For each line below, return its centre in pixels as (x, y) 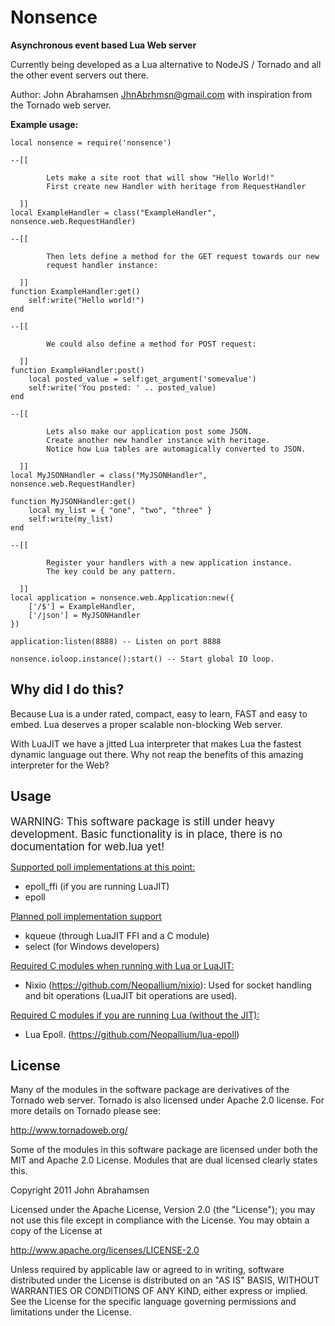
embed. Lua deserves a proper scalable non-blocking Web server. (146, 724)
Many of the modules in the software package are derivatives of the (150, 1090)
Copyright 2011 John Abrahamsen (80, 1190)
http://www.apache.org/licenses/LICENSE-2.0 (105, 1250)
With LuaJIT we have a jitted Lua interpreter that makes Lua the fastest (156, 743)
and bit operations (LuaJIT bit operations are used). (131, 995)
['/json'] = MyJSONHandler (84, 615)
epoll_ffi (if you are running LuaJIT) (97, 886)
